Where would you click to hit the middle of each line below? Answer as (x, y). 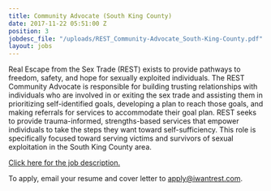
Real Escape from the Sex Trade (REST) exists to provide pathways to (125, 69)
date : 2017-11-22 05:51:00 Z (58, 24)
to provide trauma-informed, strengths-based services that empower (124, 121)
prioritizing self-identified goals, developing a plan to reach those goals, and (136, 104)
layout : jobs (30, 46)
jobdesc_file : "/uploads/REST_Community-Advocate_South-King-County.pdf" (136, 39)
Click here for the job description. (64, 163)
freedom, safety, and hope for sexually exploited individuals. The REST (127, 78)
